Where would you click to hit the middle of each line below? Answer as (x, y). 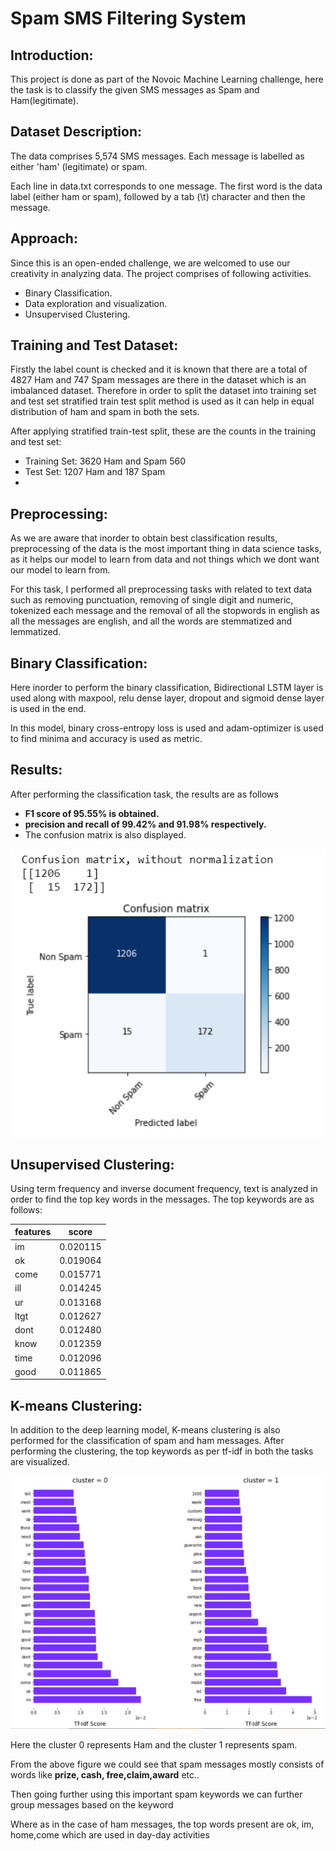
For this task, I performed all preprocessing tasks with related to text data (161, 589)
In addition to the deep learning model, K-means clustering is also (145, 1430)
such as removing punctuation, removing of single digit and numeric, (152, 600)
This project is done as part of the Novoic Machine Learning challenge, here (167, 79)
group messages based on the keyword (92, 1804)
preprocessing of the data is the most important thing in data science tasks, (166, 549)
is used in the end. (48, 709)
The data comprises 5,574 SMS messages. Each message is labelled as (157, 156)
